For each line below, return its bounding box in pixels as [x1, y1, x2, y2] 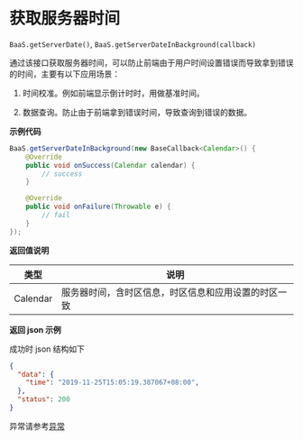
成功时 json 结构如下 [9, 344, 86, 354]
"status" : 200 [17, 395, 70, 404]
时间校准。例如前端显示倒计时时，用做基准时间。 [22, 87, 205, 98]
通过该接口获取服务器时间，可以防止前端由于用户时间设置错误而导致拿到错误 [9, 57, 294, 68]
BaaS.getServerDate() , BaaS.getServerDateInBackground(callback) [9, 38, 257, 50]
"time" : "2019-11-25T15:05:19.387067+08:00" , [25, 378, 200, 388]
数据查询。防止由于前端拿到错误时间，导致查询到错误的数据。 [22, 106, 252, 117]
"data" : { [17, 370, 54, 379]
